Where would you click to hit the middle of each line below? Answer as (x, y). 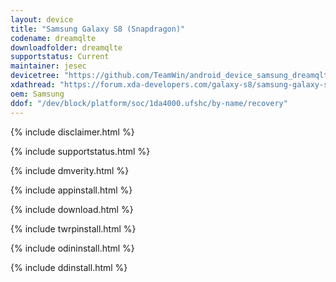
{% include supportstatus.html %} (80, 151)
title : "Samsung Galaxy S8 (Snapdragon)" (98, 29)
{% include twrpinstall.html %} (73, 228)
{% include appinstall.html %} (71, 190)
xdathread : (33, 85)
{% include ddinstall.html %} (69, 267)
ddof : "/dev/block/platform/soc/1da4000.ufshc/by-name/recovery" (149, 103)
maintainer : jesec (48, 66)
